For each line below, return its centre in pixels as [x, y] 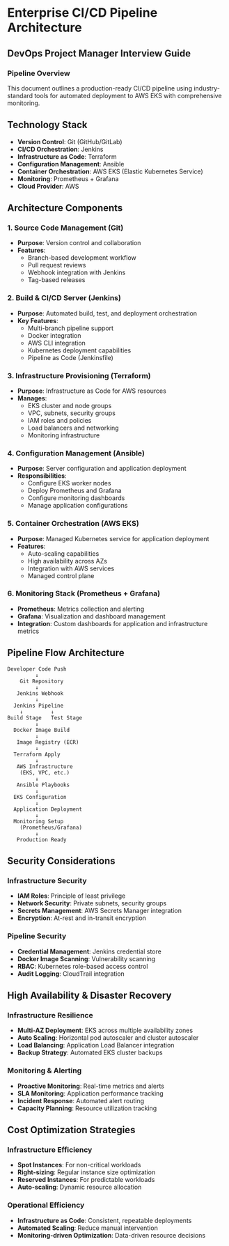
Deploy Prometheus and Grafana [74, 491]
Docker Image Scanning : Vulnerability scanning [86, 958]
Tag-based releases [56, 280]
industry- [207, 88]
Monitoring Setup [39, 821]
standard [20, 95]
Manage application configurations [78, 506]
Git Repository [42, 681]
